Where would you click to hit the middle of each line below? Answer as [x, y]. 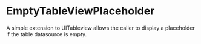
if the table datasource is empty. [47, 34]
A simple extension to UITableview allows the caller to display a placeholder [101, 28]
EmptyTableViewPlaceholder [81, 11]
